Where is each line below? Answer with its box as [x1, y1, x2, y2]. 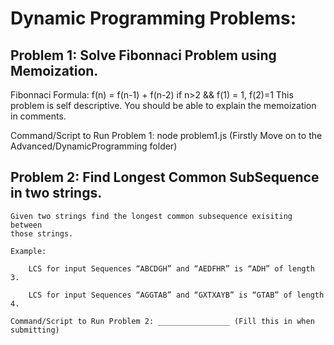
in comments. [10, 110, 67, 122]
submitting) [10, 325, 60, 335]
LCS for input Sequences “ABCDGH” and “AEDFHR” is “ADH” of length [28, 263, 315, 274]
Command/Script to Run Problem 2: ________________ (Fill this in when [10, 316, 315, 326]
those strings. [10, 228, 74, 239]
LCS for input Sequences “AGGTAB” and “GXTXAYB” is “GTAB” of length [28, 290, 325, 300]
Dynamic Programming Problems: [10, 7, 297, 30]
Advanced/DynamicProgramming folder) [10, 140, 178, 152]
